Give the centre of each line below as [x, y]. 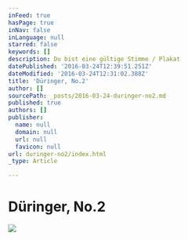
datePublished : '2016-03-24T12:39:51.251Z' [80, 67]
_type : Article [33, 162]
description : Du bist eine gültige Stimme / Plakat [94, 60]
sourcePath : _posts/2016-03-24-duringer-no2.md [87, 96]
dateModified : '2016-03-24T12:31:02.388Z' [78, 74]
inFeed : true [29, 15]
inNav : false [29, 30]
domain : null [36, 132]
